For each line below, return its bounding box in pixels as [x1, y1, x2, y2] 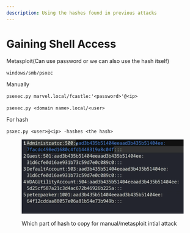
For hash [6, 116, 29, 123]
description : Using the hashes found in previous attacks [6, 10, 157, 16]
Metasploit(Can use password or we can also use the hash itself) [6, 57, 170, 64]
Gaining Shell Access [6, 37, 117, 51]
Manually [6, 80, 29, 88]
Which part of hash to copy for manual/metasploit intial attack [21, 220, 177, 227]
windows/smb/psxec [6, 70, 53, 76]
